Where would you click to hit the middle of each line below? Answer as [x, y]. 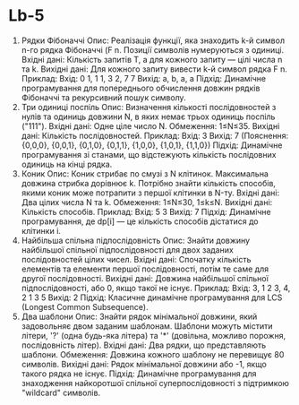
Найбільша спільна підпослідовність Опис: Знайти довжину [136, 240]
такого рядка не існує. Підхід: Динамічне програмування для [139, 374]
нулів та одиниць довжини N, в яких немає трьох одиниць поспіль [148, 116]
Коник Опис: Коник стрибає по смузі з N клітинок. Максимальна [145, 173]
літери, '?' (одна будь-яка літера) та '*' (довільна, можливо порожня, [154, 335]
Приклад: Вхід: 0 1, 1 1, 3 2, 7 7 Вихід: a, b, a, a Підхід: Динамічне [143, 78]
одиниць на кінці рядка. [67, 164]
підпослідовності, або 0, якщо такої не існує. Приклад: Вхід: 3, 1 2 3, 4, [156, 288]
